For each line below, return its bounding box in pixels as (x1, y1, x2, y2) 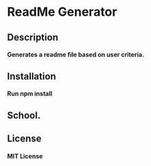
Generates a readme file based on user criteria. (7, 51, 145, 59)
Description (7, 32, 58, 43)
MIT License (7, 152, 43, 160)
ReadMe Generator (7, 4, 117, 20)
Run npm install (7, 90, 53, 98)
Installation (7, 70, 56, 82)
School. (7, 109, 41, 121)
